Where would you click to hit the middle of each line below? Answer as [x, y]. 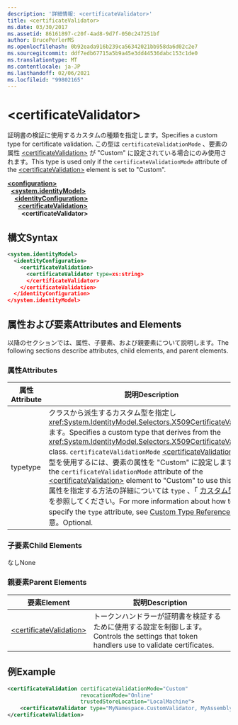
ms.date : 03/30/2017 [38, 27]
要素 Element [49, 603]
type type [26, 467]
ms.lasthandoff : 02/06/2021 [49, 73]
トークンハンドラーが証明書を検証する [157, 616]
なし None [22, 562]
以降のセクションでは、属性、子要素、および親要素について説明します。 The [118, 342]
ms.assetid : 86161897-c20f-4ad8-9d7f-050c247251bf [84, 34]
